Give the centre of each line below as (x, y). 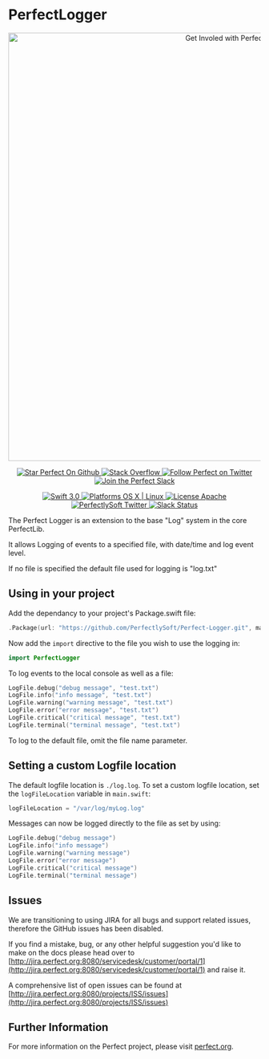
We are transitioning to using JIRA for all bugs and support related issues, (129, 919)
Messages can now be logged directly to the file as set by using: (114, 823)
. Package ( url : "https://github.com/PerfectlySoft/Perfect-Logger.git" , (130, 627)
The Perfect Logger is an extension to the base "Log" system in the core (128, 520)
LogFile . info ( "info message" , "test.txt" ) (80, 696)
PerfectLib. (26, 529)
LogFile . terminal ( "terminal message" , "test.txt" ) (94, 725)
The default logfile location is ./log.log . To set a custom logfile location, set (134, 785)
